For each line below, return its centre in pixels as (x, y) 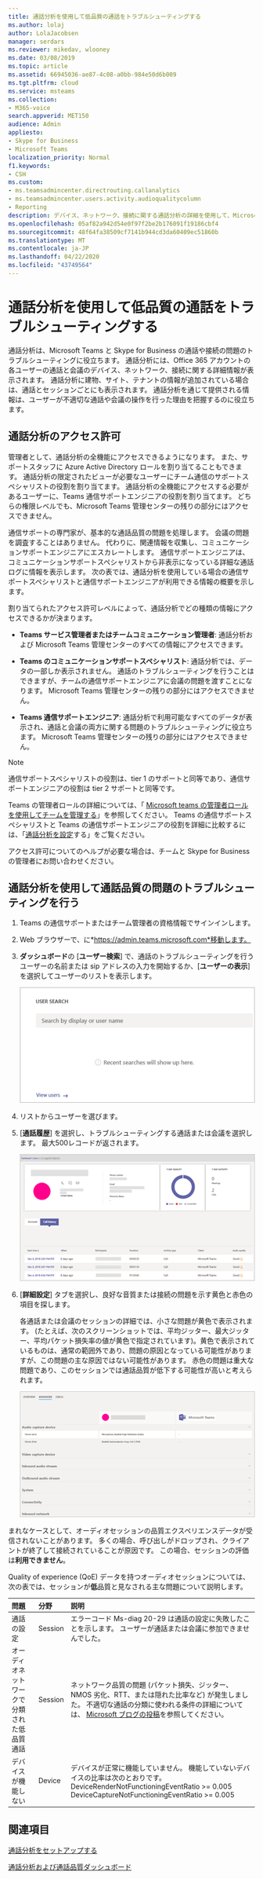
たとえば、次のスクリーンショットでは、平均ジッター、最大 (133, 1331)
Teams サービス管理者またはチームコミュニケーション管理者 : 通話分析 (133, 634)
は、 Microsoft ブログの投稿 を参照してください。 (149, 1714)
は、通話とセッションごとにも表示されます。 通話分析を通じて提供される (125, 390)
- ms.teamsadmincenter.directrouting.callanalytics (94, 191)
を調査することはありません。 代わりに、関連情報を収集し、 (105, 542)
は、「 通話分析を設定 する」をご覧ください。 (78, 834)
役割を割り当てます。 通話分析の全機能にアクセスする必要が (152, 486)
